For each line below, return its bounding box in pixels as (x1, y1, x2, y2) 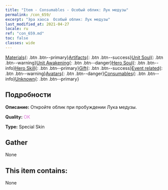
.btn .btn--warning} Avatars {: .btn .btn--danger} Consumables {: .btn (5, 70, 146, 77)
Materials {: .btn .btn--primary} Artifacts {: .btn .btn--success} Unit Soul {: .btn (5, 54, 164, 60)
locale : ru (5, 26, 29, 31)
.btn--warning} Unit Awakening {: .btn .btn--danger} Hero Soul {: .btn (5, 59, 146, 66)
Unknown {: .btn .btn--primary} (15, 75, 79, 82)
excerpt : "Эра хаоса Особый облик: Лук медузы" (5, 17, 110, 22)
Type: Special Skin (5, 124, 45, 130)
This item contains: (5, 166, 68, 175)
